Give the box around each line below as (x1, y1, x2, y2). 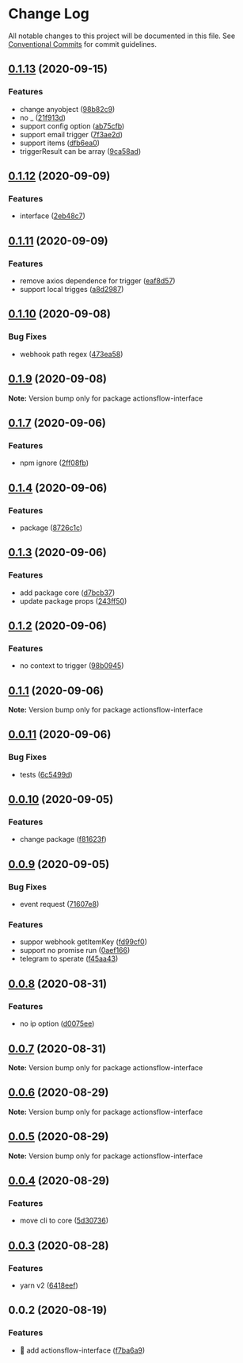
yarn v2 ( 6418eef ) (19, 1280, 79, 1290)
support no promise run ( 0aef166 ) (19, 946, 131, 955)
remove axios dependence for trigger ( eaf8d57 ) (19, 276, 176, 286)
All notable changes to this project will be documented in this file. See (8, 31, 236, 40)
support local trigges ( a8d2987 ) (19, 285, 124, 294)
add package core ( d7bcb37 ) (19, 588, 116, 597)
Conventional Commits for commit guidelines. (8, 39, 157, 48)
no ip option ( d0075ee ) (19, 1019, 95, 1028)
